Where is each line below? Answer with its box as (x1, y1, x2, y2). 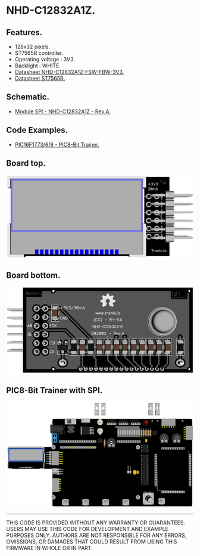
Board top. (6, 159, 46, 169)
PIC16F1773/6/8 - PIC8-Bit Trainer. (14, 141, 100, 148)
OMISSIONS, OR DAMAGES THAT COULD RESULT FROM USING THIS (6, 538, 177, 545)
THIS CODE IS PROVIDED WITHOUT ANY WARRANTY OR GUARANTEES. (6, 519, 186, 526)
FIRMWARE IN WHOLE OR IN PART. (6, 544, 93, 551)
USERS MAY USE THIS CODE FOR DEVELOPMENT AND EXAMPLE (6, 525, 168, 532)
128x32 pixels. (14, 43, 51, 50)
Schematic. (6, 92, 49, 102)
